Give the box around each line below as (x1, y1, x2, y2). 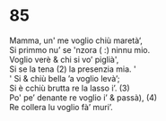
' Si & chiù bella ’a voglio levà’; (9, 73, 120, 83)
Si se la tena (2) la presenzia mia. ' (9, 64, 136, 74)
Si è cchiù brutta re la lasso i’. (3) (9, 82, 130, 93)
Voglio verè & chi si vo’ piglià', (9, 54, 119, 65)
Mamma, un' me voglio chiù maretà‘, (9, 35, 144, 46)
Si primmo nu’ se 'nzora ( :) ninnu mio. (9, 44, 151, 55)
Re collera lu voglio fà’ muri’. (9, 101, 114, 112)
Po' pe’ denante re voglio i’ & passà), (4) (9, 91, 158, 103)
